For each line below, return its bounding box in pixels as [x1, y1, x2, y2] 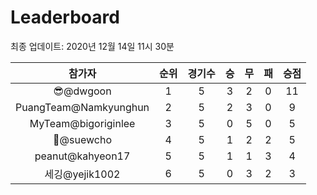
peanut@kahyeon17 [34, 149, 131, 163]
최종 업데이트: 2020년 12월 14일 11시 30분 [10, 40, 175, 52]
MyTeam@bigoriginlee [29, 116, 136, 130]
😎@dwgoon [53, 84, 112, 98]
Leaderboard [10, 6, 120, 29]
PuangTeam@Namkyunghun [15, 100, 150, 114]
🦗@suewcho [53, 132, 112, 146]
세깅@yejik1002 [44, 167, 121, 181]
